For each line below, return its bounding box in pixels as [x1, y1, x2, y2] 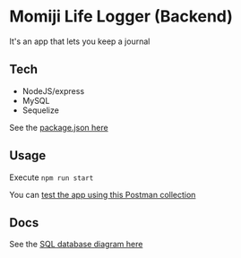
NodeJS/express [22, 85, 85, 96]
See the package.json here [9, 122, 109, 133]
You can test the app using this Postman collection [9, 189, 196, 200]
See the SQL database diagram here [9, 239, 143, 250]
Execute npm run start [9, 172, 94, 183]
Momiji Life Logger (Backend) [9, 6, 233, 27]
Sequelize [22, 105, 60, 116]
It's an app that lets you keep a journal [9, 36, 151, 47]
